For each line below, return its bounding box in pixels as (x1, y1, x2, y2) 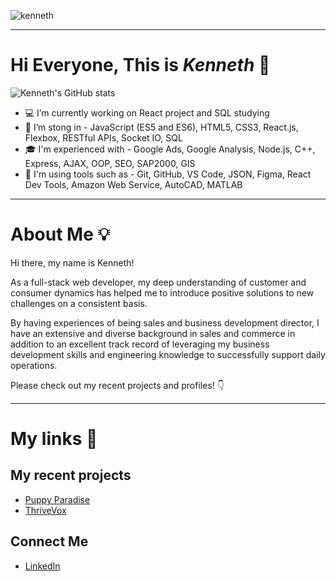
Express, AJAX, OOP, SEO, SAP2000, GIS (24, 157, 196, 169)
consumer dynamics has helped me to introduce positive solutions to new (10, 286, 315, 299)
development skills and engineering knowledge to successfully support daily (10, 348, 326, 360)
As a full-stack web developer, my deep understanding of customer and (10, 276, 307, 288)
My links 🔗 (10, 428, 98, 450)
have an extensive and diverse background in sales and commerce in (10, 327, 296, 339)
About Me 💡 (10, 223, 111, 246)
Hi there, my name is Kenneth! (10, 256, 135, 269)
